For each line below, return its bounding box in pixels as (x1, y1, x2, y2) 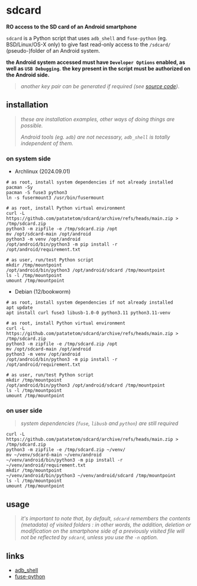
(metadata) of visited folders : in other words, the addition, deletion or (20, 521, 191, 529)
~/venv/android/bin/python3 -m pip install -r (6, 457, 123, 463)
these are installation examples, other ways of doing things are (20, 115, 175, 123)
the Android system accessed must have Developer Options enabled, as (6, 59, 185, 66)
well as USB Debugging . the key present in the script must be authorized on (6, 65, 190, 72)
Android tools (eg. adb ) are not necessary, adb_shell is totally (20, 133, 170, 140)
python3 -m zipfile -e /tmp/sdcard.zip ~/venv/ (6, 447, 126, 453)
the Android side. (6, 71, 50, 78)
